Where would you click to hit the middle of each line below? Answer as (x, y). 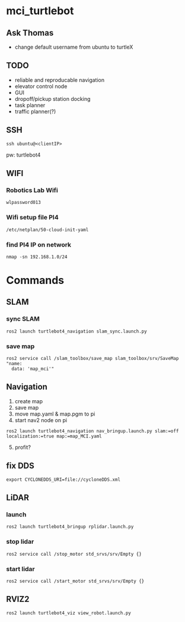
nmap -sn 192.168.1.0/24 (37, 257)
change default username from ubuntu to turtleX (74, 47)
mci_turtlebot (40, 11)
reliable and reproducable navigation (60, 80)
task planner (30, 105)
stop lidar (20, 542)
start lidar (20, 569)
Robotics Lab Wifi (32, 190)
